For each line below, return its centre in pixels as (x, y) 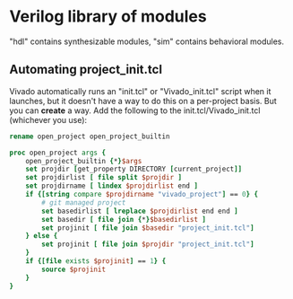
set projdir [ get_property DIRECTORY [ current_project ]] (134, 169)
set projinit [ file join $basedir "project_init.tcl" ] (148, 228)
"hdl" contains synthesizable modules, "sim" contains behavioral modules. (147, 41)
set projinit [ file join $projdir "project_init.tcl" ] (148, 244)
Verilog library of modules (108, 17)
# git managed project (84, 202)
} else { (42, 236)
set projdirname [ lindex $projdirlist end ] (112, 186)
